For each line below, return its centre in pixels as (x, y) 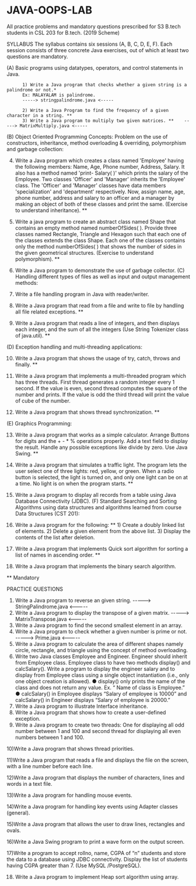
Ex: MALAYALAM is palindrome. (59, 95)
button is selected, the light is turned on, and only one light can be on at (101, 477)
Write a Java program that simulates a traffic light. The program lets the (101, 465)
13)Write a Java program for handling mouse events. (70, 795)
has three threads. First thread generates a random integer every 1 (95, 382)
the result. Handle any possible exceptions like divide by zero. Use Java (101, 447)
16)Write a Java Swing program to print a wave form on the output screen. (96, 841)
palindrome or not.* (32, 90)
